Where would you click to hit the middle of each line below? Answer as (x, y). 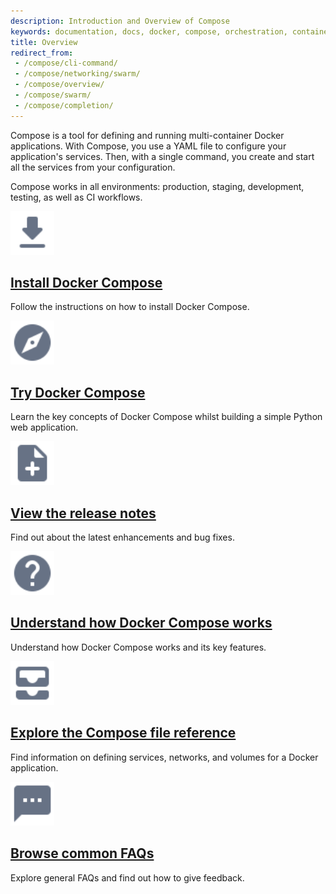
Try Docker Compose (78, 392)
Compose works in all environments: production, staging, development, (157, 186)
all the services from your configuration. (93, 167)
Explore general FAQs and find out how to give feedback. (127, 877)
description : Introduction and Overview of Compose (120, 21)
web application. (44, 427)
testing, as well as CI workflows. (76, 197)
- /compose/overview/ (59, 85)
